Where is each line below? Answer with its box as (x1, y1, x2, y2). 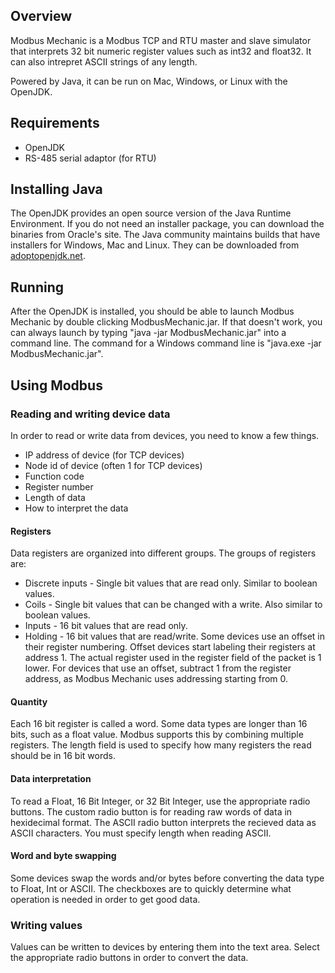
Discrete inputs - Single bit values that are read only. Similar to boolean (24, 577, 318, 589)
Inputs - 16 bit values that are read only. (24, 620, 188, 632)
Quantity (10, 695, 48, 708)
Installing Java (10, 181, 103, 198)
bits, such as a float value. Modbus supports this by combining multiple (10, 729, 304, 741)
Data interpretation (10, 772, 92, 784)
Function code (24, 470, 85, 482)
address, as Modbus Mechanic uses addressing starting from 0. (24, 673, 289, 685)
